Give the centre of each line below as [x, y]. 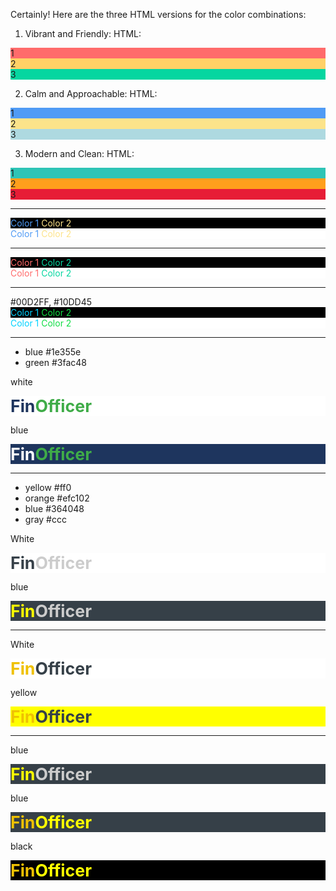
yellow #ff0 [48, 487]
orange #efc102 [57, 498]
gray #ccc [45, 519]
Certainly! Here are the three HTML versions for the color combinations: [158, 14]
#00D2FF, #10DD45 [51, 302]
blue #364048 [54, 508]
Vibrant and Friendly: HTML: [83, 33]
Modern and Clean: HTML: [79, 153]
